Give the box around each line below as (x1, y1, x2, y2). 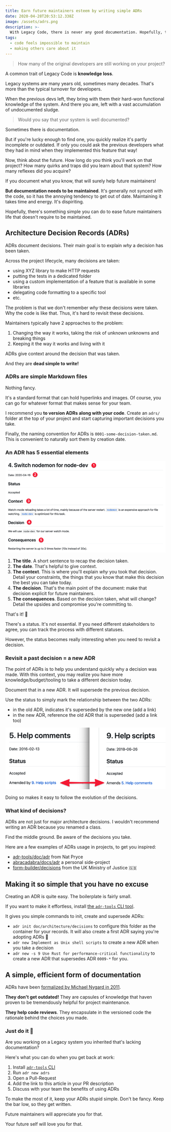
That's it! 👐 (5, 611, 28, 618)
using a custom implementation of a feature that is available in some (12, 278, 156, 285)
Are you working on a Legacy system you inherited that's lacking (5, 1039, 141, 1045)
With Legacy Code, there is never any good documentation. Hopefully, (10, 30, 163, 35)
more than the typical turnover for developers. (5, 86, 102, 92)
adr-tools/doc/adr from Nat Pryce (12, 854, 83, 860)
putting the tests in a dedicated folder (12, 273, 92, 279)
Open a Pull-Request (12, 1075, 56, 1081)
